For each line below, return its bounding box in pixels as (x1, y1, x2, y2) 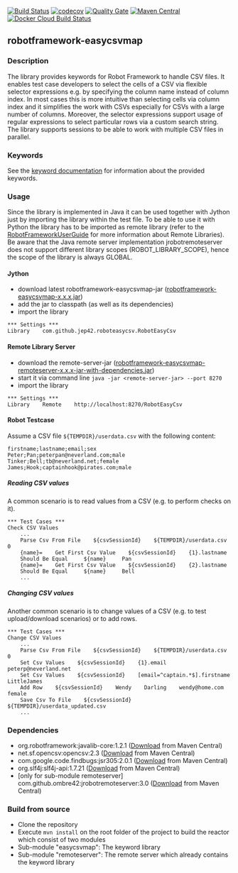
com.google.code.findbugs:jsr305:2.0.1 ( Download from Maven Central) (17, 757, 228, 765)
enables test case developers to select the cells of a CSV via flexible (7, 79, 207, 88)
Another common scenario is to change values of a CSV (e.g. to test (7, 607, 207, 615)
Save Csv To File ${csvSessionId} (20, 696, 132, 703)
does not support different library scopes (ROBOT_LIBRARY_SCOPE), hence (7, 246, 229, 254)
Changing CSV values (7, 589, 75, 598)
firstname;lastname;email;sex (7, 445, 97, 452)
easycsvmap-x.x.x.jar (17, 292, 81, 301)
